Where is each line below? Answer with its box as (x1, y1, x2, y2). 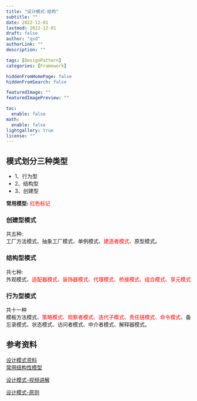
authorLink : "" (6, 42, 43, 48)
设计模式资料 (6, 356, 37, 363)
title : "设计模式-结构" (6, 8, 59, 15)
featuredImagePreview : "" (6, 95, 69, 101)
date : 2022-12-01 (6, 19, 49, 25)
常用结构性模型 (6, 363, 42, 370)
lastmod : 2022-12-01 (6, 25, 57, 31)
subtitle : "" (6, 14, 38, 20)
